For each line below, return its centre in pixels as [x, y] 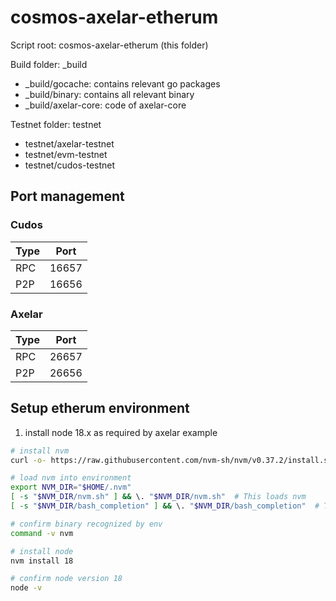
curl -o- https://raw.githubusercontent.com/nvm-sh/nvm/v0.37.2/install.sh [171, 460]
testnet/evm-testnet [66, 154]
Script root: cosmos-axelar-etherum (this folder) [109, 45]
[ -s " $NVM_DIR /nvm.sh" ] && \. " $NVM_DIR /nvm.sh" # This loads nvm [158, 497]
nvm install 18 [42, 561]
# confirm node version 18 [66, 579]
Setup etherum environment [100, 408]
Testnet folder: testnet [56, 124]
